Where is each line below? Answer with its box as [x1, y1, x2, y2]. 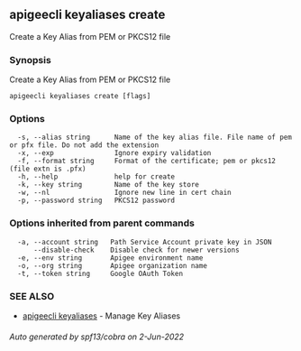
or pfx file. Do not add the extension [9, 141, 160, 150]
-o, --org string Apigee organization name [17, 261, 207, 270]
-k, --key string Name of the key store [17, 180, 200, 189]
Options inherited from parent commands [9, 217, 196, 229]
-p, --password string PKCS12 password [17, 196, 176, 206]
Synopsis [9, 53, 51, 66]
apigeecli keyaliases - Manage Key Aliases [22, 310, 181, 321]
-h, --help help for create [17, 172, 176, 181]
